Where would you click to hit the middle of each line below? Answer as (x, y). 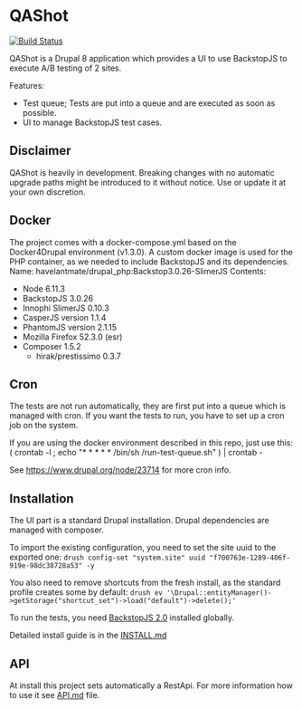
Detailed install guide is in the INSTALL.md (88, 636)
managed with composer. (57, 530)
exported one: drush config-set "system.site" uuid (108, 557)
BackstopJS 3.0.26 (57, 298)
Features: (27, 85)
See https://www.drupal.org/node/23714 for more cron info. (121, 470)
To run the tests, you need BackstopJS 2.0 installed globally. (122, 618)
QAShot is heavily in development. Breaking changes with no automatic (142, 172)
